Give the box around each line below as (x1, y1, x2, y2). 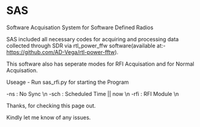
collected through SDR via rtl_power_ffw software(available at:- (6, 42, 166, 49)
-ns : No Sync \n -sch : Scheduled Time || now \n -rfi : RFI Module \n (6, 90, 179, 97)
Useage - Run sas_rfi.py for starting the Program (6, 78, 130, 86)
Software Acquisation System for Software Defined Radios (6, 24, 154, 31)
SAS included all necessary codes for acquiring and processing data (6, 35, 179, 43)
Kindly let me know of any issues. (6, 114, 91, 121)
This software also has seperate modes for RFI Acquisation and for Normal (6, 60, 194, 67)
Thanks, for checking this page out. (6, 101, 96, 109)
